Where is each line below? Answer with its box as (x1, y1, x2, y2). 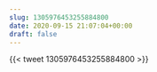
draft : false (9, 29, 58, 38)
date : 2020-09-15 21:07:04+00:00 (9, 21, 133, 30)
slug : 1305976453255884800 (9, 12, 109, 22)
